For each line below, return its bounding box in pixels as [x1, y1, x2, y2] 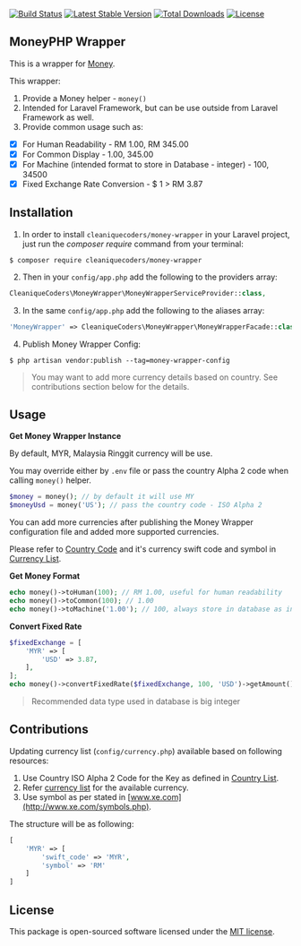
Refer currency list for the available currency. [21, 782, 189, 793]
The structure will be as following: [9, 818, 134, 829]
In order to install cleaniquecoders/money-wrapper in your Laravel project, [21, 228, 290, 239]
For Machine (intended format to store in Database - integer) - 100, [21, 159, 270, 169]
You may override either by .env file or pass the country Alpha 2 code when [9, 466, 289, 477]
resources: [9, 755, 49, 766]
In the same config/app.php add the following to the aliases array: [21, 305, 265, 315]
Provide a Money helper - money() [21, 92, 147, 103]
